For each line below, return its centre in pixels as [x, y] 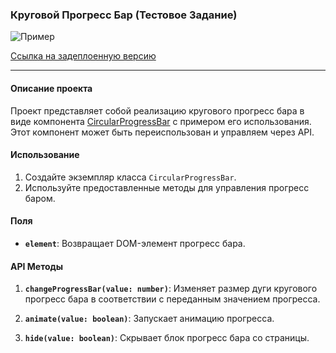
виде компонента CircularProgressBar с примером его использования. [161, 121]
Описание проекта [51, 88]
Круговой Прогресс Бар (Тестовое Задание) [124, 15]
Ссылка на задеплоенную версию [83, 56]
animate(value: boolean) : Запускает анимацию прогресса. [149, 319]
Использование [45, 155]
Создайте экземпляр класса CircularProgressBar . [130, 177]
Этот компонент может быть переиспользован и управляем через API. [162, 132]
